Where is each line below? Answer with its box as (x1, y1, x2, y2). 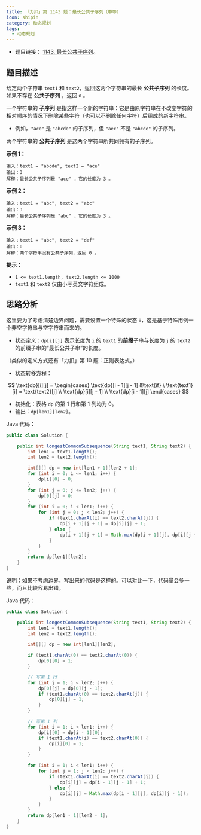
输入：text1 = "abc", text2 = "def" (6, 237, 95, 243)
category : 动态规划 (6, 20, 51, 26)
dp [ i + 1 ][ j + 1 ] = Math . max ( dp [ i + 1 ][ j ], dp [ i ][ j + (59, 532, 197, 538)
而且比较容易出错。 (16, 584, 64, 591)
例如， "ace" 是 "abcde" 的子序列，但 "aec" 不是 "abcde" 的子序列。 (14, 124, 179, 132)
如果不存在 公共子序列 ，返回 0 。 (6, 92, 89, 99)
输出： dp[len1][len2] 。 (14, 407, 74, 415)
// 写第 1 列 (28, 718, 57, 724)
